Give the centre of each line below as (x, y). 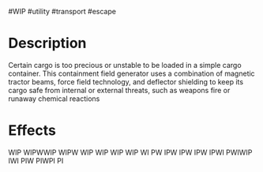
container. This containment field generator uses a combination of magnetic (131, 73)
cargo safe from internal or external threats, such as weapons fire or (119, 90)
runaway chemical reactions (54, 99)
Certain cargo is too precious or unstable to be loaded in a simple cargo (125, 65)
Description (47, 43)
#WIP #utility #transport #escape (62, 11)
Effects (32, 131)
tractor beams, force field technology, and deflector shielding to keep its (126, 81)
